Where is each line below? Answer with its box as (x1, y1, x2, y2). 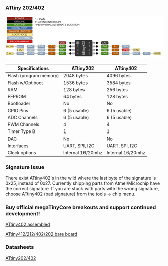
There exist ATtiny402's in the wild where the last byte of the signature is (5, 175, 156, 181)
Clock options (7, 150, 36, 156)
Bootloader (7, 100, 31, 107)
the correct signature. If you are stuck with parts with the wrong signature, (5, 185, 159, 191)
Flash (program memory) (7, 73, 59, 79)
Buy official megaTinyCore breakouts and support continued (5, 204, 156, 211)
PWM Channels (7, 121, 39, 127)
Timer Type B (7, 128, 35, 135)
